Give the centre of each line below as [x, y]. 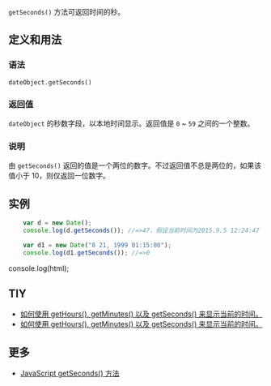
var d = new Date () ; [57, 223]
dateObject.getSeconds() [50, 82]
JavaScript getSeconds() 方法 [70, 373]
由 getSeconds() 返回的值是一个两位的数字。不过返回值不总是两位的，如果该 [135, 165]
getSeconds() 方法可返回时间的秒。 [67, 12]
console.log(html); [39, 268]
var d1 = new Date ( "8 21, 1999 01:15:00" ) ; [97, 245]
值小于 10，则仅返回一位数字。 [59, 176]
